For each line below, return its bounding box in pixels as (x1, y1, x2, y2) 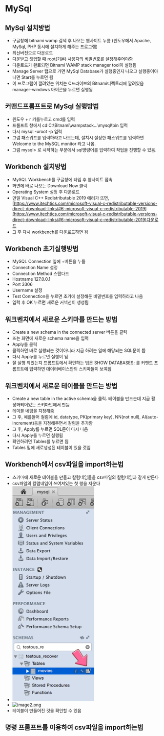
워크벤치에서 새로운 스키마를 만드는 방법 (5, 315, 118, 323)
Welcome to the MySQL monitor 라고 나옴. (12, 141, 96, 147)
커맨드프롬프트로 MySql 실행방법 (5, 102, 99, 111)
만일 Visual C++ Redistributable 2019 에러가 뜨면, (12, 195, 110, 201)
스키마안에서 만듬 (37, 402, 70, 408)
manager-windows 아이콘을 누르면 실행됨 (12, 87, 93, 92)
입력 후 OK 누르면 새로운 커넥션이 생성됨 (12, 299, 89, 305)
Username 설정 (12, 287, 42, 293)
